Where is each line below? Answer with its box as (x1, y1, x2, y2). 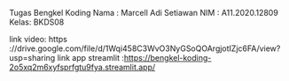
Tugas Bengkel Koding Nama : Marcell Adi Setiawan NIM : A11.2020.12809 (9, 8, 279, 18)
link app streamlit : (57, 53, 125, 63)
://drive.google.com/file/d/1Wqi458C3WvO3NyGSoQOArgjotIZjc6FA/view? (9, 43, 281, 54)
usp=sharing (9, 53, 56, 63)
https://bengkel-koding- (123, 53, 212, 63)
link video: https (9, 34, 68, 44)
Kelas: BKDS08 (9, 17, 65, 27)
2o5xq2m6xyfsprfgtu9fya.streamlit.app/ (9, 62, 156, 72)
